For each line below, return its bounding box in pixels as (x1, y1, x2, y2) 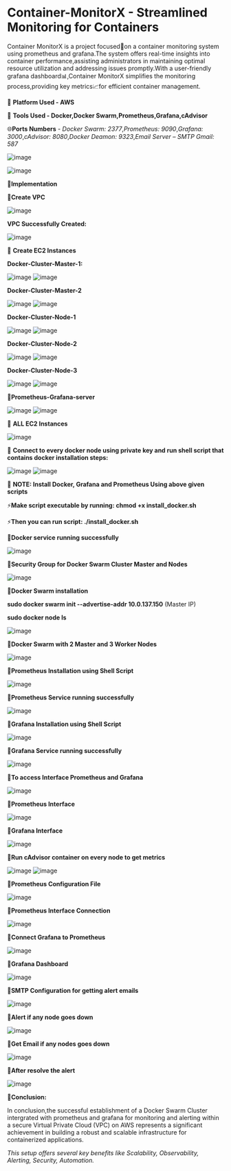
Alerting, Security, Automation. (7, 1156, 94, 1164)
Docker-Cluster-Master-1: (7, 259, 83, 267)
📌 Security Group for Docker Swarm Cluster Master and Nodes (7, 560, 188, 568)
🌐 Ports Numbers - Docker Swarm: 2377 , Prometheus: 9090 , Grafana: (7, 124, 203, 133)
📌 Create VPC (7, 193, 46, 201)
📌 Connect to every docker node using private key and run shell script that (7, 446, 224, 455)
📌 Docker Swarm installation (7, 587, 88, 595)
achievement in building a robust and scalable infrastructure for (7, 1128, 187, 1136)
